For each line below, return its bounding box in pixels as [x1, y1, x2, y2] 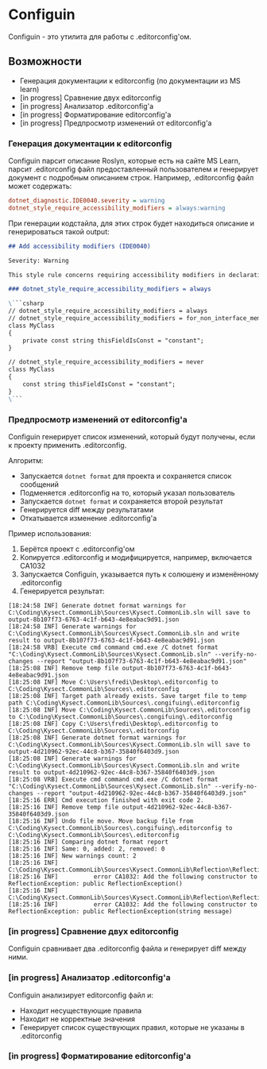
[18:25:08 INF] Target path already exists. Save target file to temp [8, 692, 247, 700]
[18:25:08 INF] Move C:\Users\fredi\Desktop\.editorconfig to [8, 677, 219, 686]
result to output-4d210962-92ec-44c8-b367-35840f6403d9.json [8, 768, 215, 776]
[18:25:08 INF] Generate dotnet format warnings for [8, 733, 187, 742]
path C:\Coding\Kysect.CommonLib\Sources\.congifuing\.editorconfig [8, 699, 240, 707]
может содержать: [8, 181, 72, 191]
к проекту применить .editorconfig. [8, 440, 127, 450]
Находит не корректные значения [19, 1014, 135, 1024]
